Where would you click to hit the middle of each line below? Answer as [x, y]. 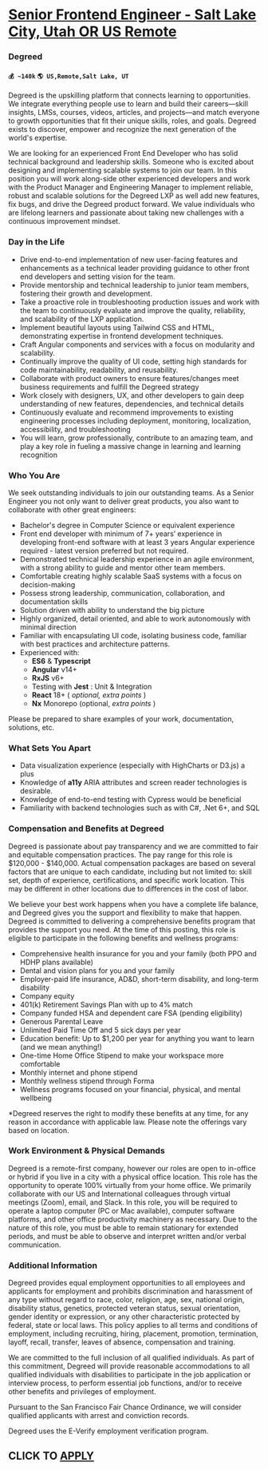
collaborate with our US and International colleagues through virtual [120, 1194]
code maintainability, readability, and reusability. [99, 370]
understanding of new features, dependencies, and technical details [132, 403]
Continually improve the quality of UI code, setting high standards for [133, 361]
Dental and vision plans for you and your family [97, 970]
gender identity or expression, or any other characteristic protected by [124, 1317]
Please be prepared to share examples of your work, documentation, [121, 719]
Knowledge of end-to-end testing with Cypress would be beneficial [130, 800]
